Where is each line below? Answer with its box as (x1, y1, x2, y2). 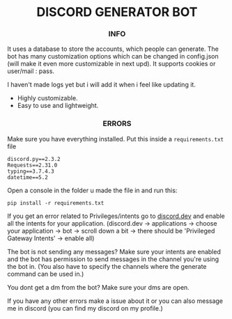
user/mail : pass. (7, 67, 54, 75)
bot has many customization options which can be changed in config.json (7, 52, 219, 61)
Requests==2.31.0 (7, 162, 58, 169)
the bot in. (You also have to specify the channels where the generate (7, 262, 207, 270)
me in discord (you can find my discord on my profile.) (7, 304, 164, 312)
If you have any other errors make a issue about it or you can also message (7, 297, 224, 305)
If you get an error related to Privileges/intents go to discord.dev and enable (7, 212, 225, 220)
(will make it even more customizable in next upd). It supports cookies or (7, 60, 216, 68)
